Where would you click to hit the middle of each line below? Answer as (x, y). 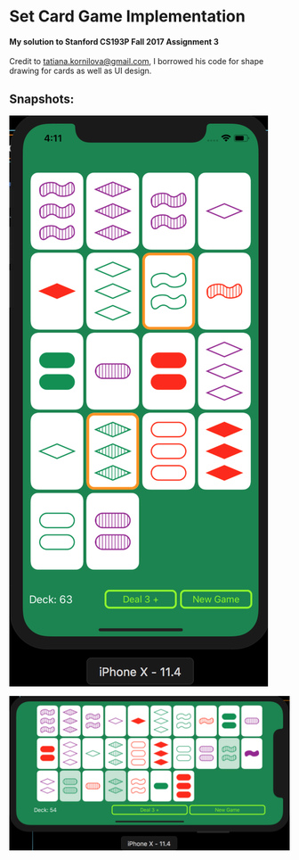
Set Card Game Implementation (128, 17)
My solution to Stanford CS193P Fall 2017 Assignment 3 (114, 41)
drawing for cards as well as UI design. (81, 71)
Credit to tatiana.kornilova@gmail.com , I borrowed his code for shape (137, 62)
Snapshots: (42, 99)
